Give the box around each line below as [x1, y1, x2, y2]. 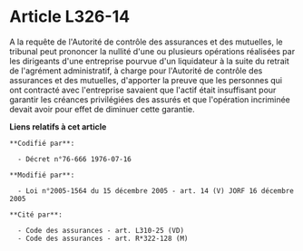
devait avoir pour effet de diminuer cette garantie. [9, 103, 195, 114]
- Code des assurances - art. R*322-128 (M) [17, 234, 189, 243]
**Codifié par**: [9, 139, 75, 148]
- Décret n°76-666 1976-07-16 [17, 154, 132, 164]
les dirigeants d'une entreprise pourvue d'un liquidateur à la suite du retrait [9, 55, 289, 66]
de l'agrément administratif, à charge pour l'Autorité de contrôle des [9, 65, 263, 76]
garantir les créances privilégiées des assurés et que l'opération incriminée [9, 93, 290, 105]
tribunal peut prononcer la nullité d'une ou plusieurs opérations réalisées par [9, 45, 296, 56]
